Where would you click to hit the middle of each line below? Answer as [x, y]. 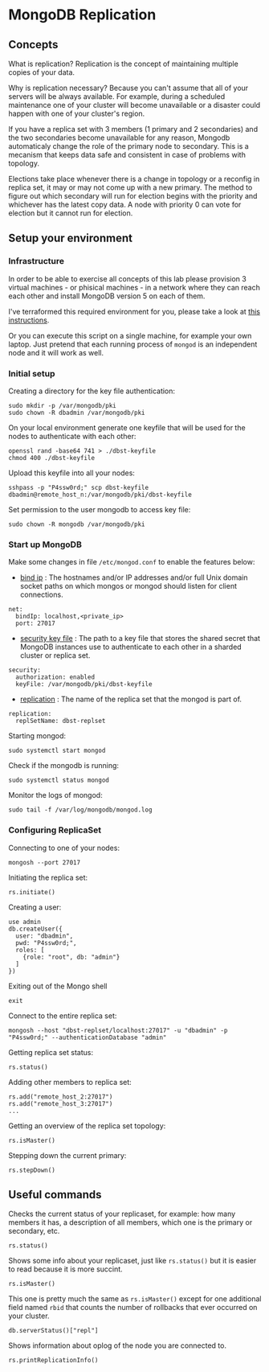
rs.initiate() [32, 892]
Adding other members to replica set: [70, 1082]
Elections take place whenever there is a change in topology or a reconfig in [134, 179]
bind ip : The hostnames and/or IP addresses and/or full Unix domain [134, 577]
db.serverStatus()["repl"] [53, 1331]
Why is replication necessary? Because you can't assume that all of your [128, 88]
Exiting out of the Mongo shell [58, 986]
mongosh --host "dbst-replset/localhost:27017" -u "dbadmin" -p [118, 1030]
